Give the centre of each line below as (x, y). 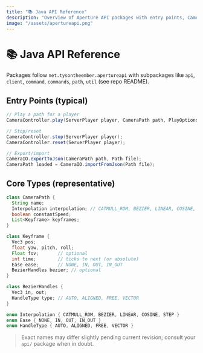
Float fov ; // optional (50, 253)
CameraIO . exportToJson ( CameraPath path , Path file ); (74, 159)
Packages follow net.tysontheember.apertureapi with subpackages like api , (101, 75)
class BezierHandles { (35, 287)
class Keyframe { (28, 237)
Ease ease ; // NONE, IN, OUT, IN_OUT (67, 265)
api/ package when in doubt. (57, 344)
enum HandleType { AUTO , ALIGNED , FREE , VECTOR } (70, 326)
